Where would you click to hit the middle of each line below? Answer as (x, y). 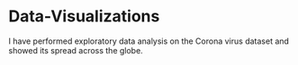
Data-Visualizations (84, 16)
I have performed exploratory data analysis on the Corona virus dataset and (149, 41)
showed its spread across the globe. (76, 50)
